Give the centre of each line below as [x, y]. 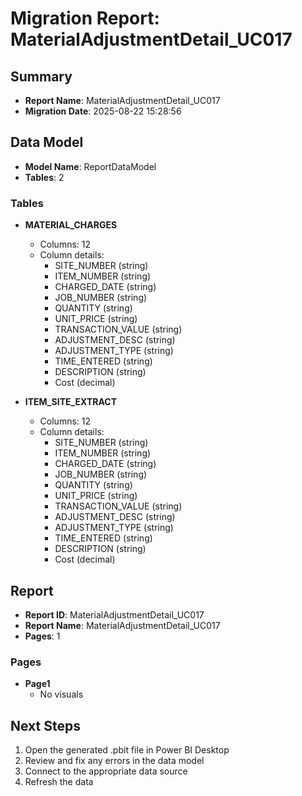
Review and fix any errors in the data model [114, 761]
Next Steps [45, 725]
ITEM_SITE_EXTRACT [71, 402]
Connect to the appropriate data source [106, 771]
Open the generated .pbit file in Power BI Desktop [127, 750]
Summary [41, 76]
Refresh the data [59, 782]
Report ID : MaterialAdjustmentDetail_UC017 [114, 614]
